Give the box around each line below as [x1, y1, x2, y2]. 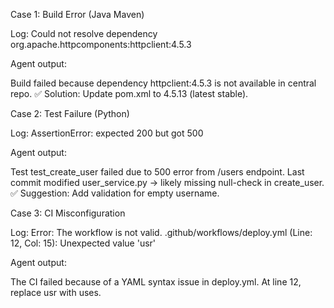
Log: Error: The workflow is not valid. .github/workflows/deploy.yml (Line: [10, 227, 313, 238]
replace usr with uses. [10, 287, 102, 298]
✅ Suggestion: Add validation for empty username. [10, 187, 220, 199]
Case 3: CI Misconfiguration [10, 207, 126, 219]
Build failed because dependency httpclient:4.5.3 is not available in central [10, 77, 317, 89]
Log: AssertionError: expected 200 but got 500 [10, 127, 204, 139]
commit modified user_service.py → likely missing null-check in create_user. [10, 177, 325, 188]
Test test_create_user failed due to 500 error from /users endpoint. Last [10, 166, 305, 178]
